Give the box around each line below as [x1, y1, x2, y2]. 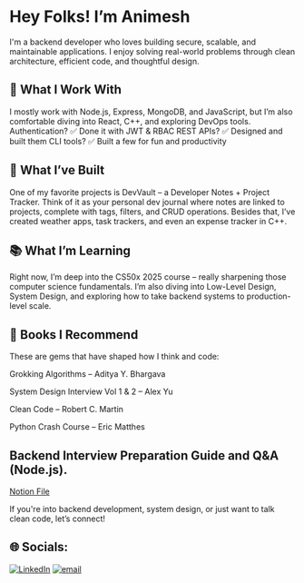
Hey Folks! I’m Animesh [9, 6, 191, 27]
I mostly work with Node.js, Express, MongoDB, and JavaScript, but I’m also [9, 106, 293, 117]
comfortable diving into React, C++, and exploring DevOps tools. [9, 115, 251, 126]
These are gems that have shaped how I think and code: [9, 351, 220, 362]
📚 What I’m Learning [9, 242, 132, 258]
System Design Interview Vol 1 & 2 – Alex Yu [9, 386, 173, 397]
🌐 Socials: [9, 539, 69, 555]
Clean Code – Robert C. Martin [9, 404, 124, 415]
